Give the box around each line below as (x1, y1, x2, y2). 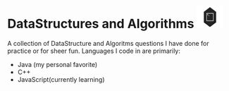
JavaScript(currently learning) (17, 75, 105, 83)
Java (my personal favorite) (17, 60, 98, 68)
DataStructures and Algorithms (7, 16, 194, 32)
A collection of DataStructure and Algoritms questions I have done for (7, 39, 209, 47)
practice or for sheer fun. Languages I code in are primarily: (7, 47, 181, 55)
